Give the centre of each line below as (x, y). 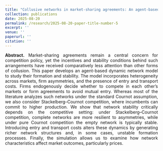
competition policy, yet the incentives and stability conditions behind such (81, 60)
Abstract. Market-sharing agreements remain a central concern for (81, 55)
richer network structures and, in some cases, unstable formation (81, 132)
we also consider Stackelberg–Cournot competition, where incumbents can (81, 102)
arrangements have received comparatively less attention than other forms (81, 65)
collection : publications (31, 14)
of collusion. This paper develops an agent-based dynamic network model (81, 71)
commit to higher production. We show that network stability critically (81, 107)
